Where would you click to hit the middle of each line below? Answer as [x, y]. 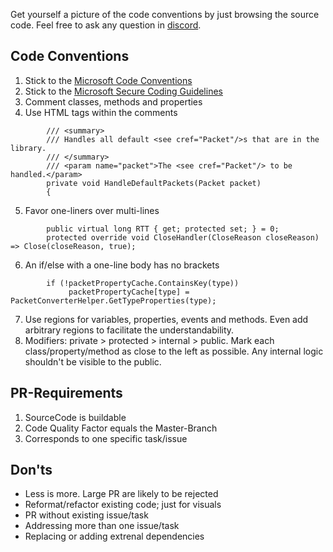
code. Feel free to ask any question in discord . [106, 25]
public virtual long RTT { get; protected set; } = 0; [163, 229]
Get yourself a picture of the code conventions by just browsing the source [165, 14]
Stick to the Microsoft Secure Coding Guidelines [123, 91]
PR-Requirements [66, 393]
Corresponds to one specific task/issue [106, 438]
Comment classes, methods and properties [113, 101]
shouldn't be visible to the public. [93, 361]
